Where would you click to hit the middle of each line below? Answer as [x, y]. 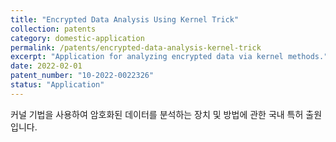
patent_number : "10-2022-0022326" [82, 76]
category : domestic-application [77, 38]
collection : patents [53, 29]
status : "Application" [57, 85]
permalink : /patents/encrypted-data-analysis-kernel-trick [136, 47]
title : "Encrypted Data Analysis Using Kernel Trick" [125, 19]
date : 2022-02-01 [46, 66]
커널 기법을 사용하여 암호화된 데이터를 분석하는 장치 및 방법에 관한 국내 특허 [157, 114]
